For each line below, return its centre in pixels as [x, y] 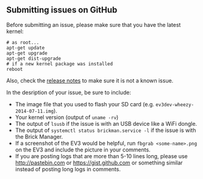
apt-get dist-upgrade [34, 58]
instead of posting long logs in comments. [68, 169]
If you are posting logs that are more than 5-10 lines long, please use [101, 156]
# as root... [23, 42]
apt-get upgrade [27, 53]
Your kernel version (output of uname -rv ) [67, 117]
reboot [15, 69]
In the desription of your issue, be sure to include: [69, 92]
